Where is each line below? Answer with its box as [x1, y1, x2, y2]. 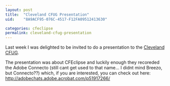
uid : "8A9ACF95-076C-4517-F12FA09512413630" [5, 17, 108, 22]
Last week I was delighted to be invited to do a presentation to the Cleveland [5, 44, 165, 50]
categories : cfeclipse [5, 26, 53, 31]
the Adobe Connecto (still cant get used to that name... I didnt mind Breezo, [5, 65, 163, 71]
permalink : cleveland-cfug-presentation [5, 31, 92, 36]
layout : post [5, 7, 33, 13]
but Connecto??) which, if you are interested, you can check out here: [5, 70, 151, 76]
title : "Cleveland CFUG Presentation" [5, 12, 90, 17]
